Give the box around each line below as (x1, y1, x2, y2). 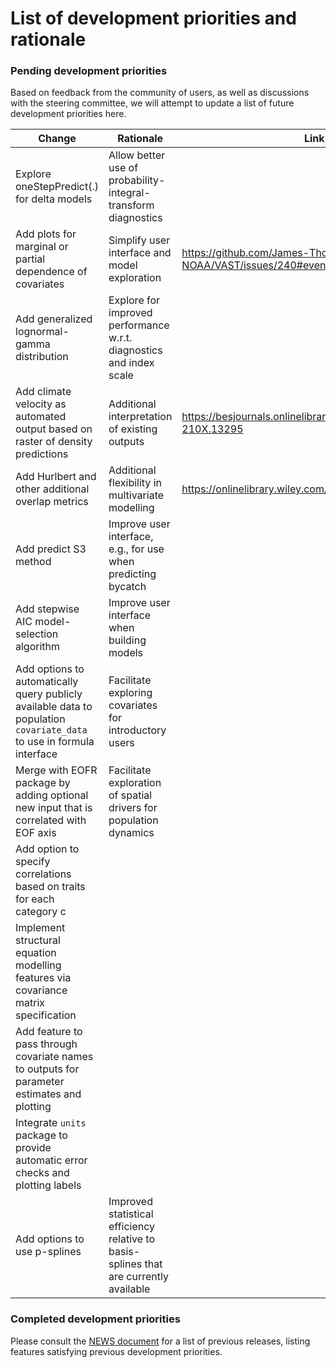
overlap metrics (15, 495, 89, 509)
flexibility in (108, 476, 162, 490)
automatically (15, 675, 79, 689)
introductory (108, 723, 167, 737)
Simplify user (108, 233, 171, 247)
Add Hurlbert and (15, 470, 97, 484)
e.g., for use (108, 542, 165, 556)
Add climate (15, 385, 72, 399)
